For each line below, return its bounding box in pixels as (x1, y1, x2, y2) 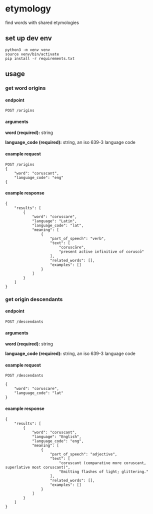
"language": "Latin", (31, 218, 77, 223)
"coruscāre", (58, 244, 86, 250)
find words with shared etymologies (5, 19, 79, 25)
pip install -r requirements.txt (5, 56, 75, 61)
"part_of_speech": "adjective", (49, 451, 117, 456)
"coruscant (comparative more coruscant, (58, 460, 146, 465)
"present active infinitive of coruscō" (58, 249, 144, 254)
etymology (5, 3, 51, 14)
